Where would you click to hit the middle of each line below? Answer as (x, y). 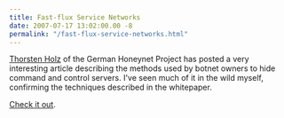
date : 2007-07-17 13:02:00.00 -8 (71, 26)
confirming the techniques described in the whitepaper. (111, 87)
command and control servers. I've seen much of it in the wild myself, (136, 78)
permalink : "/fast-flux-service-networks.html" (99, 34)
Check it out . (32, 105)
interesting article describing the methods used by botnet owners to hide (142, 68)
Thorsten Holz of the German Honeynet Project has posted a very (130, 59)
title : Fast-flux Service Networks (75, 17)
